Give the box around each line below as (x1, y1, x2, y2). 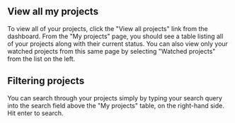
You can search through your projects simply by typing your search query (7, 93, 223, 102)
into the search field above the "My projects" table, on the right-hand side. (7, 101, 224, 110)
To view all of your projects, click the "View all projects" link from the (7, 24, 208, 33)
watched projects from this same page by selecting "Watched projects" (7, 47, 216, 55)
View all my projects (7, 6, 99, 18)
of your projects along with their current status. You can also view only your (7, 39, 229, 48)
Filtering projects (7, 75, 85, 87)
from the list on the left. (7, 54, 76, 63)
